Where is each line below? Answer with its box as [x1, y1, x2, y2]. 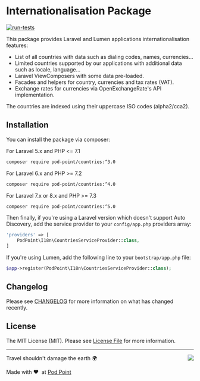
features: [6, 42, 29, 49]
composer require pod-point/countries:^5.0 [6, 204, 116, 210]
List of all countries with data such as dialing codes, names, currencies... [14, 53, 193, 60]
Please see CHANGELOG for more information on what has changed [6, 298, 174, 305]
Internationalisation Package [6, 4, 152, 18]
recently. [6, 304, 28, 311]
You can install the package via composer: [6, 136, 110, 143]
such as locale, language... [14, 65, 81, 73]
